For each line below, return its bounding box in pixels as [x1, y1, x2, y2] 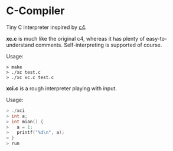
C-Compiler [6, 4, 65, 18]
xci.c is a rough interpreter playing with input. [6, 84, 117, 92]
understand [6, 41, 34, 48]
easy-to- [146, 35, 167, 42]
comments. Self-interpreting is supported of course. [35, 41, 162, 48]
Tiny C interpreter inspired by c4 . [6, 24, 87, 31]
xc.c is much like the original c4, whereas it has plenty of [6, 35, 145, 42]
